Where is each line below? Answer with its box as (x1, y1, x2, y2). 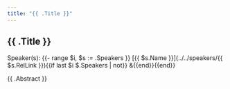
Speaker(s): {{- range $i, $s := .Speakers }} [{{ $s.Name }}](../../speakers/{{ (7, 54, 223, 62)
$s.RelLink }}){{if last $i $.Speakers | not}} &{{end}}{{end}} (7, 61, 176, 70)
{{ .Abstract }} (7, 75, 47, 83)
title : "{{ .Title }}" (7, 10, 73, 17)
